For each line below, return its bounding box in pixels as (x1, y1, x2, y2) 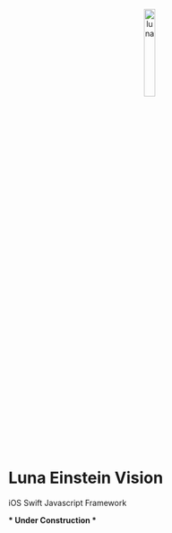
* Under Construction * (8, 514, 97, 525)
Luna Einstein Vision (8, 467, 163, 488)
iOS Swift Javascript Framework (8, 497, 127, 508)
